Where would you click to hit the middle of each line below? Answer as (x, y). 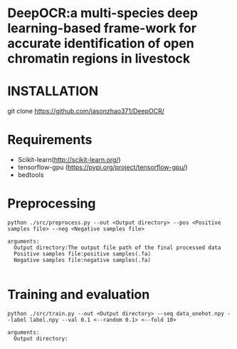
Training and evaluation (79, 295)
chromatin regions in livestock (99, 59)
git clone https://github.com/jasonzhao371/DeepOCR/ (86, 111)
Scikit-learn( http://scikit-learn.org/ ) (69, 160)
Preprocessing (52, 204)
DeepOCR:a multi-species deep (102, 13)
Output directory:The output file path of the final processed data (117, 248)
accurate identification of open (101, 44)
